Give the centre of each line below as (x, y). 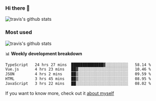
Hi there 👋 (18, 8)
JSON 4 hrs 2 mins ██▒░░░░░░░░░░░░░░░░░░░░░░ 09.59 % (78, 74)
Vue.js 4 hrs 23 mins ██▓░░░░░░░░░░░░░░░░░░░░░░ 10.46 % (78, 70)
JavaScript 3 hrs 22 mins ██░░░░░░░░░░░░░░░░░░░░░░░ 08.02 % (78, 84)
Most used (19, 32)
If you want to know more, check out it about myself (60, 93)
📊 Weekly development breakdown (44, 53)
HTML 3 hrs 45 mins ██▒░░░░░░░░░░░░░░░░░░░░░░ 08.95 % (78, 79)
